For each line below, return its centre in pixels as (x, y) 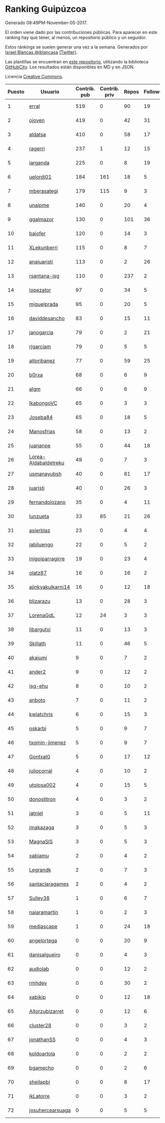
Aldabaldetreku (47, 462)
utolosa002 (42, 785)
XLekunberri (43, 247)
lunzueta (39, 516)
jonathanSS (42, 1039)
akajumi (38, 658)
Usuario (50, 91)
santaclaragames (49, 884)
